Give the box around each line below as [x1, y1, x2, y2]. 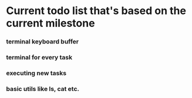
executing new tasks [6, 69, 66, 77]
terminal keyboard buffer [6, 38, 79, 46]
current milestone [6, 16, 95, 30]
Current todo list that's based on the [6, 4, 187, 18]
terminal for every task [6, 53, 73, 62]
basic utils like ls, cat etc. [6, 85, 79, 93]
